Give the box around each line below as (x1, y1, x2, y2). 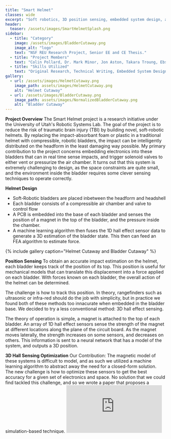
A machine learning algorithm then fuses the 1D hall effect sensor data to (12, 227, 166, 234)
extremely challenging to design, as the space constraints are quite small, (5, 165, 159, 171)
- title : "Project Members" (10, 54, 70, 60)
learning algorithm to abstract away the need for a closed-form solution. (5, 363, 157, 369)
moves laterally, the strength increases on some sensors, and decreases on (5, 332, 164, 338)
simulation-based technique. (5, 428, 65, 434)
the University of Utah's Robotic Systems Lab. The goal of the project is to (5, 122, 161, 128)
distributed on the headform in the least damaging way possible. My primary (5, 143, 165, 149)
